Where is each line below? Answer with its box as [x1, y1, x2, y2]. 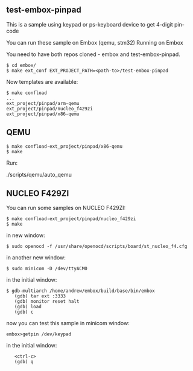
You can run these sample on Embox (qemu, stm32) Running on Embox [6, 39, 183, 46]
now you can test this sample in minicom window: [6, 320, 130, 327]
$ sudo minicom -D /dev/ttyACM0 [6, 265, 87, 272]
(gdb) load [14, 304, 42, 310]
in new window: [6, 232, 45, 239]
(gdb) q [14, 359, 34, 365]
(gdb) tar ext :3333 [14, 293, 66, 299]
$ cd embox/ [6, 62, 36, 68]
